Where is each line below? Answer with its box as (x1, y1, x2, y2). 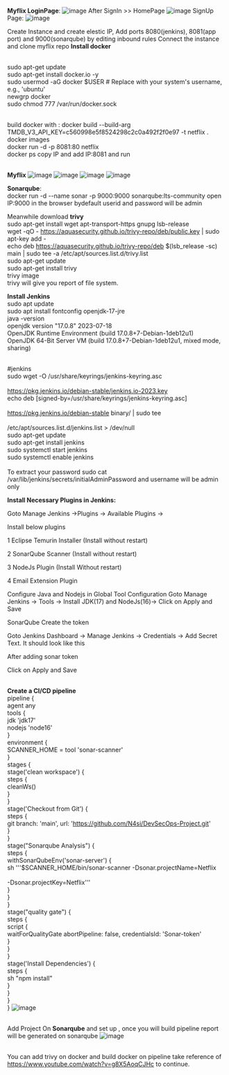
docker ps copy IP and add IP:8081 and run (7, 150, 130, 158)
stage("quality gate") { (7, 908, 71, 915)
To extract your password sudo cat (7, 468, 108, 476)
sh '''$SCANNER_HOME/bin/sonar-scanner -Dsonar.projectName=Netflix (7, 863, 217, 872)
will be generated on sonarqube (7, 1032, 99, 1040)
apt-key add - (7, 234, 46, 243)
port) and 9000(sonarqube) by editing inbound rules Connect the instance (7, 35, 220, 43)
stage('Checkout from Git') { (7, 805, 88, 813)
